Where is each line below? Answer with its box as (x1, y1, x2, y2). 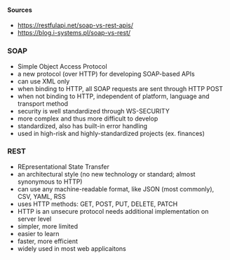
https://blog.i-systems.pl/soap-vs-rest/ (17, 29, 131, 37)
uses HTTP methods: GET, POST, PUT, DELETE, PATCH (17, 200, 178, 208)
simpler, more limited (17, 221, 79, 231)
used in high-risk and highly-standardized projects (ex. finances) (17, 129, 205, 137)
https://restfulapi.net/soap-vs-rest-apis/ (17, 21, 134, 29)
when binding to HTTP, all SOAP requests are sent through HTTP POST (17, 84, 223, 93)
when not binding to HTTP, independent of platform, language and (17, 92, 210, 100)
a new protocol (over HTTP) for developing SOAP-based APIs (17, 69, 195, 78)
